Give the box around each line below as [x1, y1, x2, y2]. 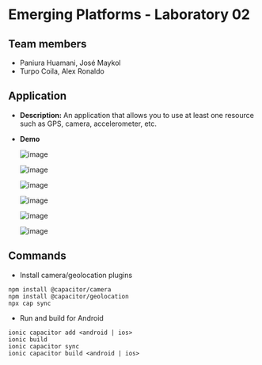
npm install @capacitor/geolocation [8, 292, 129, 300]
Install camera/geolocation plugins [19, 270, 133, 279]
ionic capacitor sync [8, 342, 80, 350]
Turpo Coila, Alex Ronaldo [19, 67, 104, 76]
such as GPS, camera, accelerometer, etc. [19, 119, 157, 128]
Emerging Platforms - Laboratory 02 [8, 6, 251, 24]
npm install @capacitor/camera [8, 285, 112, 294]
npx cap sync [8, 299, 51, 307]
